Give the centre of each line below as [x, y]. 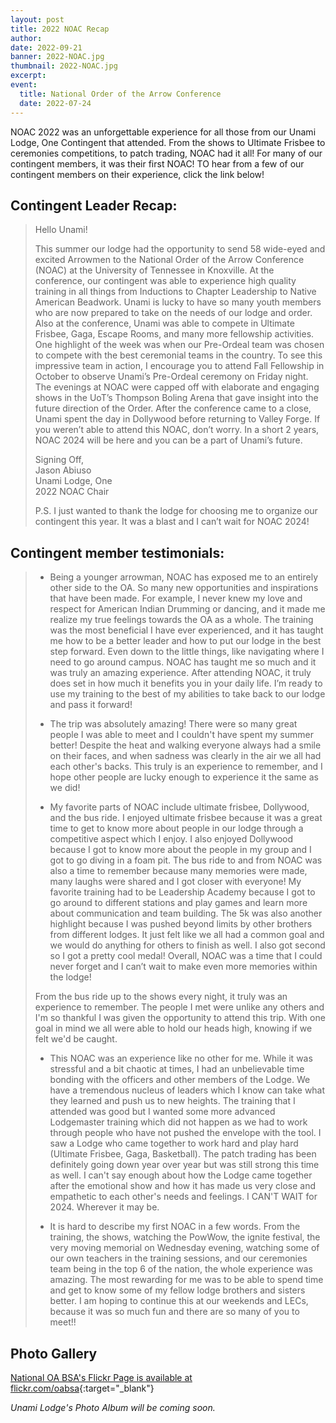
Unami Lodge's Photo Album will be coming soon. [113, 1407]
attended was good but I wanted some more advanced [162, 1112]
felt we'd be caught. [76, 1039]
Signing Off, [59, 460]
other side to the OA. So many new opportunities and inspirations [184, 588]
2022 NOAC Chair [72, 492]
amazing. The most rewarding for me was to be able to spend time [186, 1280]
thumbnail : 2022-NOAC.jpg [64, 66]
